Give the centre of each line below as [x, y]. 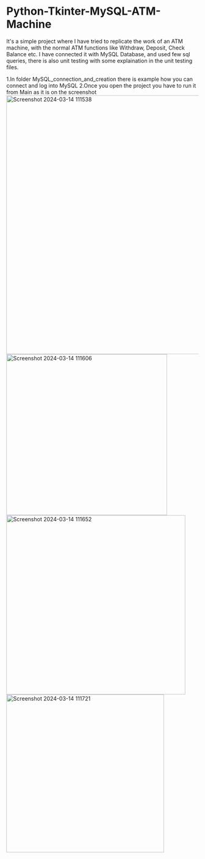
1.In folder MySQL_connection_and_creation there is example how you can [100, 79]
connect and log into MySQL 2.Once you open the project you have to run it [101, 85]
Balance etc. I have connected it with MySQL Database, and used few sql [98, 54]
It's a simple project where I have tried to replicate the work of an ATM [95, 41]
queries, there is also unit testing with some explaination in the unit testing [99, 61]
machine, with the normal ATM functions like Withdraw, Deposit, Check [95, 48]
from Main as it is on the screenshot [51, 92]
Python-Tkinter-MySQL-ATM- [84, 11]
